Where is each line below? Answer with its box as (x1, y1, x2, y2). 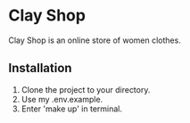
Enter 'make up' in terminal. (21, 103, 122, 114)
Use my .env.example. (21, 94, 103, 104)
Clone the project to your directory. (21, 84, 151, 94)
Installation (8, 61, 72, 76)
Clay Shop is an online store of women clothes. (8, 35, 182, 45)
